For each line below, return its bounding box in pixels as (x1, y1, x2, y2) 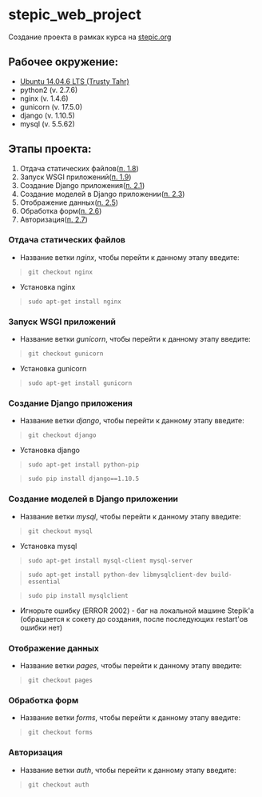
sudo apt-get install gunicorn (27, 379, 133, 387)
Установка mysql (19, 541, 77, 551)
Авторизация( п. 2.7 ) (19, 214, 88, 224)
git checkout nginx (27, 268, 93, 276)
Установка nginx (19, 282, 76, 291)
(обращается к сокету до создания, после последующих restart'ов (19, 614, 248, 623)
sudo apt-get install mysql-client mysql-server (27, 556, 193, 565)
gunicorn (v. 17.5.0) (19, 102, 82, 111)
